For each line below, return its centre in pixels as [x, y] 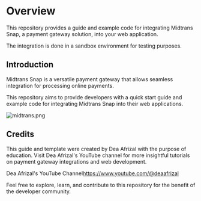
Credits [20, 135]
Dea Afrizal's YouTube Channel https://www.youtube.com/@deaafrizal [92, 173]
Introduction [30, 65]
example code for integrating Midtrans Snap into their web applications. [95, 104]
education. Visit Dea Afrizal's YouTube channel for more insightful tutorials [98, 155]
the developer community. [38, 191]
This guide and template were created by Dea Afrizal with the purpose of [96, 149]
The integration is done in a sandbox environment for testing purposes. [94, 46]
